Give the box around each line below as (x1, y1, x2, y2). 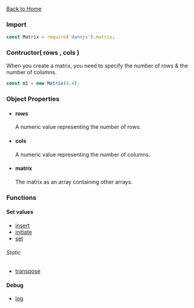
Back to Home (6, 5, 42, 12)
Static (6, 248, 21, 256)
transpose (15, 267, 41, 275)
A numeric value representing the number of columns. (15, 151, 150, 158)
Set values (6, 208, 34, 216)
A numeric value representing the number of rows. (15, 123, 141, 131)
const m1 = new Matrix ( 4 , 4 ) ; (6, 80, 80, 87)
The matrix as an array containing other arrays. (15, 178, 133, 185)
